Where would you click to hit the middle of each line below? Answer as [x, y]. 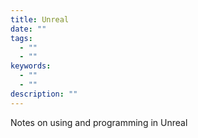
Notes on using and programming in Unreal [99, 122]
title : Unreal [40, 19]
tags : [21, 38]
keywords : [31, 66]
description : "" [44, 94]
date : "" [28, 29]
